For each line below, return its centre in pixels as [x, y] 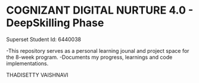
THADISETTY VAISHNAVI [37, 75]
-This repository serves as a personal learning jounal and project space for [98, 50]
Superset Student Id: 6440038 [44, 39]
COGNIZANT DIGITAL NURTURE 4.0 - [100, 10]
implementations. [27, 63]
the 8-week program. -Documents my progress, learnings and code [89, 57]
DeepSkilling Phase [55, 23]
